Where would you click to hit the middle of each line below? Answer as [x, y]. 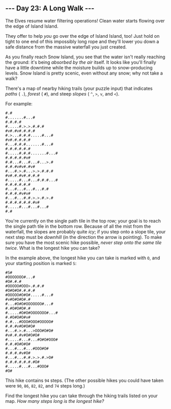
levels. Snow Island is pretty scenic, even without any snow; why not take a [84, 73]
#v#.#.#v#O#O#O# [22, 335]
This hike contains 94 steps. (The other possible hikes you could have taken [84, 380]
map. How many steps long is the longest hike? [55, 401]
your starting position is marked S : [41, 263]
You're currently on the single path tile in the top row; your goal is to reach [83, 221]
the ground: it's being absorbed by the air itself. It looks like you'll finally [81, 62]
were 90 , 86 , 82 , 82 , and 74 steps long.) [45, 386]
